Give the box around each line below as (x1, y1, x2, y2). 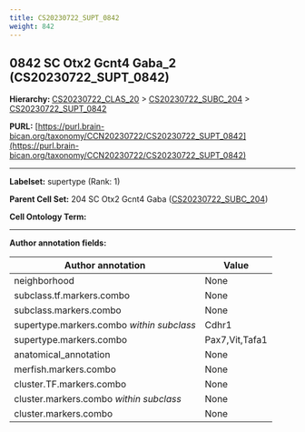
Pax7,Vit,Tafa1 (204, 334, 268, 347)
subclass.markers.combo (14, 304, 122, 316)
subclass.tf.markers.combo (14, 289, 130, 302)
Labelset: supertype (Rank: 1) (9, 176, 121, 187)
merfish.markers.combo (14, 363, 116, 376)
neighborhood (14, 275, 75, 287)
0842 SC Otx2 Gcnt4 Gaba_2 (9, 55, 177, 71)
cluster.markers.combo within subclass (14, 393, 182, 406)
